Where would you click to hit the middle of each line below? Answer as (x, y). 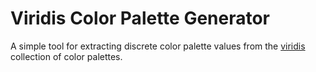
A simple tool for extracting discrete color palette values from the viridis (158, 46)
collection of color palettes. (66, 56)
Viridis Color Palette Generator (140, 18)
